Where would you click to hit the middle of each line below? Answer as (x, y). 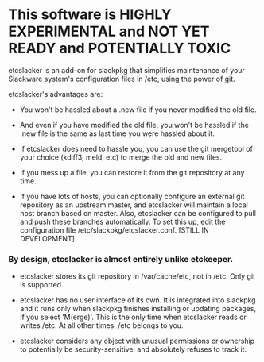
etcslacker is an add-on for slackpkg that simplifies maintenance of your (126, 70)
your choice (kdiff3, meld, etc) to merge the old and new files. (121, 157)
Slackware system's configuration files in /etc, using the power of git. (122, 79)
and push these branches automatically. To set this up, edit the (122, 221)
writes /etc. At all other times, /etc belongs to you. (101, 325)
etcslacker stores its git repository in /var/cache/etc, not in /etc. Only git (138, 276)
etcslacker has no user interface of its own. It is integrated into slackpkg (138, 300)
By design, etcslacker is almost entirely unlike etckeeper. (120, 259)
